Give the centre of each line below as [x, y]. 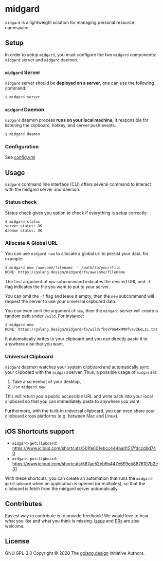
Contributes [24, 504]
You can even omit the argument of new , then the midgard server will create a [81, 311]
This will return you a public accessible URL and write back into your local [79, 396]
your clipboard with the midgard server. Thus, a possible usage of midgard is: [81, 372]
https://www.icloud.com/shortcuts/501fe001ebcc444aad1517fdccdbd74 [84, 448]
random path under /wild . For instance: [45, 316]
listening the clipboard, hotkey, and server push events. [61, 126]
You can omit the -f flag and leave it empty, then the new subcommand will [80, 296]
